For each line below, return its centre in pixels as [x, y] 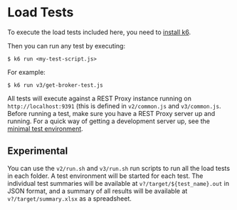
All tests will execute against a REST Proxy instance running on [100, 98]
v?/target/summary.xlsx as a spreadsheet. [69, 198]
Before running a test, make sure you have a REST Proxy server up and [111, 113]
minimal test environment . [45, 128]
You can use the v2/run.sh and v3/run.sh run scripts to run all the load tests [118, 168]
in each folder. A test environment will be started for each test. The [105, 176]
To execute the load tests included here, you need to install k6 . [99, 32]
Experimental [38, 151]
